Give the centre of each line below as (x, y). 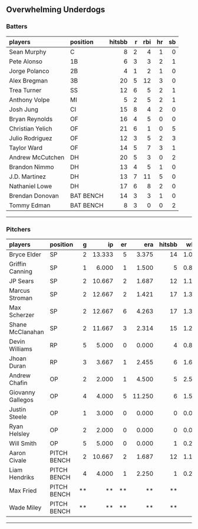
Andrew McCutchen (37, 157)
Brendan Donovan (34, 195)
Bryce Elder (25, 254)
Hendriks (22, 477)
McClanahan (27, 332)
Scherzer (22, 315)
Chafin (18, 383)
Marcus (20, 290)
